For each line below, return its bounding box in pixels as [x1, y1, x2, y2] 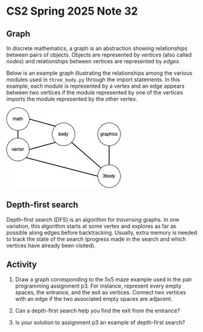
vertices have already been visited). [6, 242, 96, 249]
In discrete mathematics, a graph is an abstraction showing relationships [6, 44, 188, 52]
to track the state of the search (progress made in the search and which [6, 235, 187, 242]
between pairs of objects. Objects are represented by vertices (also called [6, 51, 192, 58]
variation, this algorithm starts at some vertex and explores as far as [6, 222, 176, 230]
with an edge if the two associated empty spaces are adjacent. [15, 295, 173, 302]
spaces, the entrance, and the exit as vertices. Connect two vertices [15, 288, 187, 296]
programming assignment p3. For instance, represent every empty [15, 282, 182, 289]
